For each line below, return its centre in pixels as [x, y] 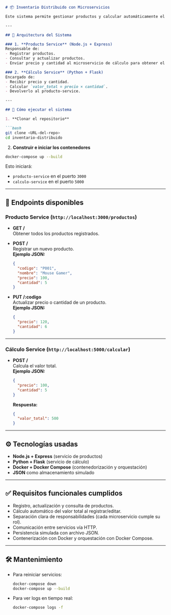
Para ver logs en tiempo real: [43, 598]
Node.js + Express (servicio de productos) [58, 456]
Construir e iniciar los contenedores [51, 147]
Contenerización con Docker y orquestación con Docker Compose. [83, 538]
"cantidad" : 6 [32, 327]
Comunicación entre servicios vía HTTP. [55, 527]
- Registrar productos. [31, 54]
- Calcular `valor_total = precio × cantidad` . [57, 87]
